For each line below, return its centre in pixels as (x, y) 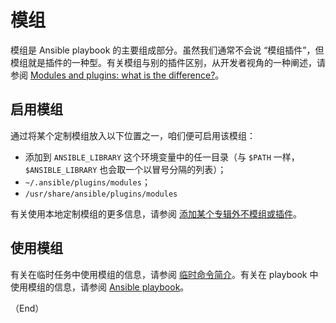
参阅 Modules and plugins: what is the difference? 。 (117, 75)
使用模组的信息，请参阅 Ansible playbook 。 (100, 287)
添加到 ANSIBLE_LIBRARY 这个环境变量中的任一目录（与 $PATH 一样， (162, 157)
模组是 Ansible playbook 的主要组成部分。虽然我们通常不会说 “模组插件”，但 (167, 50)
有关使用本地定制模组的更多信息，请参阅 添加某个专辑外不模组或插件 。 (156, 213)
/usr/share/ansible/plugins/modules (101, 194)
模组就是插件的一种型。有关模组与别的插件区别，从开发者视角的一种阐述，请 (168, 62)
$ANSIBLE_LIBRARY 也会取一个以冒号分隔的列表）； (125, 169)
